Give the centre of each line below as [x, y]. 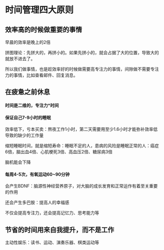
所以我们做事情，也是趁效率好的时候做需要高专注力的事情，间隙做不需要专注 [82, 69]
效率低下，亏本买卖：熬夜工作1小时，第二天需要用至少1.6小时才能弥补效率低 [81, 129]
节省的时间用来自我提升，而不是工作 [60, 230]
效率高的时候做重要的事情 [43, 30]
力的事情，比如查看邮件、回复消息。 [41, 75]
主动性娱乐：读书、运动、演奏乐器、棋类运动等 [52, 243]
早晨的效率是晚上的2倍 [28, 42]
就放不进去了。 [20, 59]
